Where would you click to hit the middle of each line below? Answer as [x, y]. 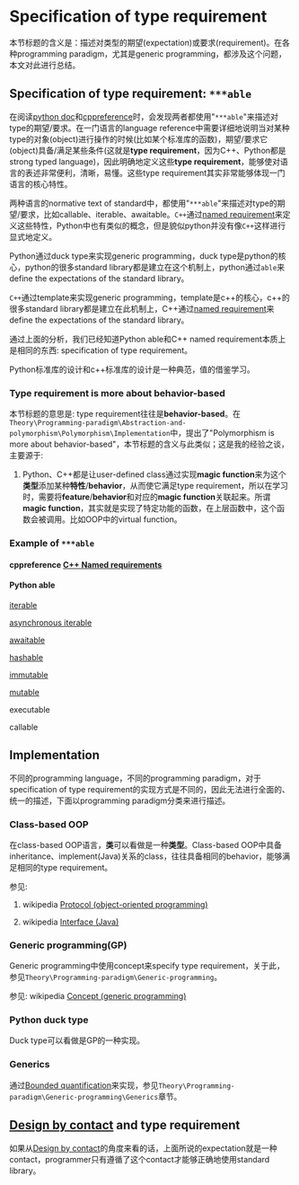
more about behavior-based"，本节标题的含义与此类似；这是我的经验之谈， [149, 444]
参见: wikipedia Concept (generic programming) [98, 996]
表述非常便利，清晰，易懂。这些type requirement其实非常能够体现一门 [155, 172]
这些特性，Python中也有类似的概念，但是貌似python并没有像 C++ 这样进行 [151, 226]
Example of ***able [52, 543]
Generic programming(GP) [68, 945]
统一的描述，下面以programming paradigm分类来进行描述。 [120, 800]
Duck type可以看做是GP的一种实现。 [77, 1040]
